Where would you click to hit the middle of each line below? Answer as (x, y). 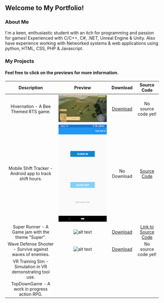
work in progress (31, 289)
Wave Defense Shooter (31, 244)
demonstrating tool (31, 272)
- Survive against (31, 249)
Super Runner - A (31, 227)
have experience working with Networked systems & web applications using (82, 43)
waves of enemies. (31, 254)
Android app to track (31, 174)
